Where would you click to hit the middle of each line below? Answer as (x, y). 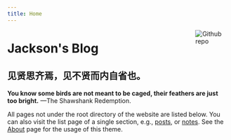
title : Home (25, 14)
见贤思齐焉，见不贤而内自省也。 (77, 76)
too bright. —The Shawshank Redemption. (69, 100)
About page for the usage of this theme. (65, 129)
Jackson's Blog (53, 48)
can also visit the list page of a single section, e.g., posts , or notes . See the (115, 121)
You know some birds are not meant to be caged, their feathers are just (113, 93)
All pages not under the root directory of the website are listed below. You (114, 114)
